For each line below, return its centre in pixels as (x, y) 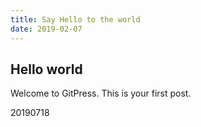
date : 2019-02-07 (46, 29)
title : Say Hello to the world (75, 19)
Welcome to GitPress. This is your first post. (101, 93)
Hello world (46, 69)
